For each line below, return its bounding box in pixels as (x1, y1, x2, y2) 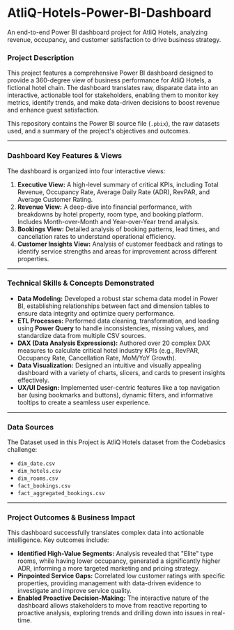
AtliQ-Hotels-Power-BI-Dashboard (7, 5, 212, 21)
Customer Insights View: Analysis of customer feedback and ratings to (17, 240, 223, 248)
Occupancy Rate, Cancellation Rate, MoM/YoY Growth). (17, 353, 177, 362)
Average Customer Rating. (17, 195, 93, 203)
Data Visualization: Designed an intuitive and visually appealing (17, 361, 202, 369)
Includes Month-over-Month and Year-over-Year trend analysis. (17, 217, 200, 226)
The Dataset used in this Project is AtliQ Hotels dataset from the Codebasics (7, 438, 226, 446)
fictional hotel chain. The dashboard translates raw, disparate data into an (7, 84, 218, 92)
